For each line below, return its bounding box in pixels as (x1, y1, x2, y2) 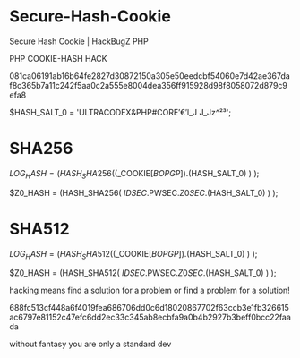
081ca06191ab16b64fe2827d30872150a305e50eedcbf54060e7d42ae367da (9, 70, 291, 81)
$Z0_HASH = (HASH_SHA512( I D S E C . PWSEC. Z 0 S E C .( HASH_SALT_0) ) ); (9, 268, 277, 278)
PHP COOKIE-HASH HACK (9, 53, 107, 64)
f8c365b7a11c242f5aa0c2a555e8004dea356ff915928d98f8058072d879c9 (9, 80, 288, 90)
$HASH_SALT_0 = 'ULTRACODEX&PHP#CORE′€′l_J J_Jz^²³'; (9, 107, 232, 117)
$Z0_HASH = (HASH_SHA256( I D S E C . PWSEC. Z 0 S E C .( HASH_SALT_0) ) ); (9, 187, 279, 198)
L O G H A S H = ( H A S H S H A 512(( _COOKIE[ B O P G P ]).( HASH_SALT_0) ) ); (9, 248, 258, 261)
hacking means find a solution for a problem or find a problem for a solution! (9, 285, 291, 296)
